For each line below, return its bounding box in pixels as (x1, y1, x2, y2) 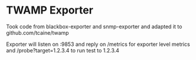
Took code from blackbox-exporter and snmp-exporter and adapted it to (6, 23, 182, 30)
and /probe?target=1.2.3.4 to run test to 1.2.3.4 (6, 46, 120, 54)
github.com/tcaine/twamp (6, 29, 69, 36)
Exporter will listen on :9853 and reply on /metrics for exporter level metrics (6, 41, 190, 48)
